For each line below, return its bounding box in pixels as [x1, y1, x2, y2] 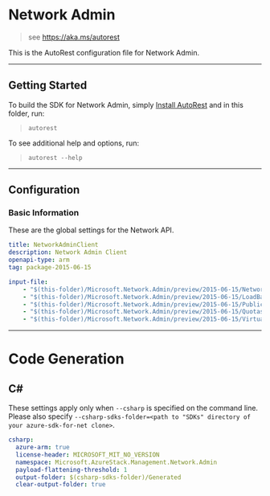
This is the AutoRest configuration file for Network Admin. [8, 47, 199, 57]
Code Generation [8, 350, 125, 368]
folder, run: [8, 109, 45, 118]
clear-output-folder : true [15, 481, 106, 489]
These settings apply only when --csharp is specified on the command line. [8, 404, 259, 413]
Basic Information [8, 207, 80, 219]
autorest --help [27, 154, 83, 162]
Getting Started [8, 79, 88, 92]
